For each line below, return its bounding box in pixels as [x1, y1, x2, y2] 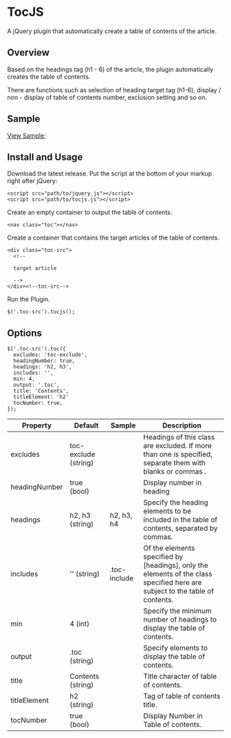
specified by [143, 552, 184, 562]
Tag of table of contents [143, 691, 221, 701]
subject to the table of [143, 587, 214, 596]
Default [74, 421, 99, 430]
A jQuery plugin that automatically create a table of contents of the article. [7, 27, 217, 35]
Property [21, 421, 52, 430]
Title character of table [143, 672, 217, 682]
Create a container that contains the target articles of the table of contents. [7, 233, 220, 242]
